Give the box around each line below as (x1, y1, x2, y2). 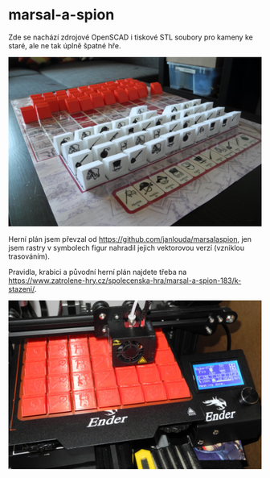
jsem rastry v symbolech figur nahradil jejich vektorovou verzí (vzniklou (8, 243, 245, 252)
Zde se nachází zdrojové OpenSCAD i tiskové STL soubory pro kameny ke (8, 32, 253, 42)
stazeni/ (8, 284, 35, 293)
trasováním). (8, 251, 50, 261)
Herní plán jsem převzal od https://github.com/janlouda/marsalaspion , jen (8, 234, 252, 243)
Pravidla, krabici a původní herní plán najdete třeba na (8, 267, 187, 276)
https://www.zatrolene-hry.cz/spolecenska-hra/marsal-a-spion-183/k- (8, 276, 242, 285)
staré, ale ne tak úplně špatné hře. (8, 40, 121, 50)
